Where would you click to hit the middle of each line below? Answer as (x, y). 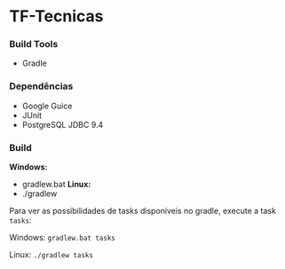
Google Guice (47, 106)
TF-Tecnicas (56, 16)
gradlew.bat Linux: (56, 185)
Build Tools (34, 44)
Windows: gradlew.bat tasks (62, 238)
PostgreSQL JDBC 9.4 (63, 124)
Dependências (41, 86)
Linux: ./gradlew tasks (51, 255)
